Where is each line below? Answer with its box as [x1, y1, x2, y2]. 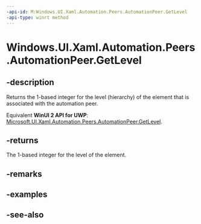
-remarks [6, 168, 42, 179]
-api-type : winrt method [6, 14, 69, 21]
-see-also [6, 210, 44, 220]
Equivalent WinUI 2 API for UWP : [6, 111, 89, 118]
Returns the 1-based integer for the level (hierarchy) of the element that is [6, 93, 190, 100]
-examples [6, 190, 48, 200]
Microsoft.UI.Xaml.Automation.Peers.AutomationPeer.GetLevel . [6, 118, 163, 125]
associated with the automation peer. [6, 100, 98, 107]
